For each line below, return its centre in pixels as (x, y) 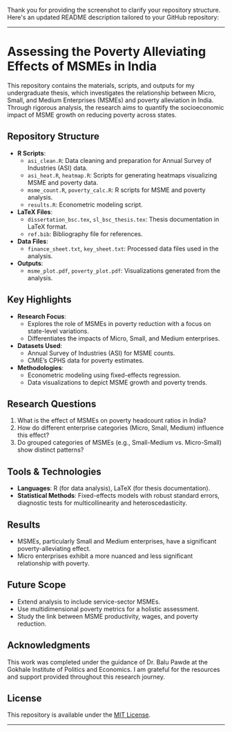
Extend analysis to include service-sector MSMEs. (89, 601)
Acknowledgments (49, 645)
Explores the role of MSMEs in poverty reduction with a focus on (119, 323)
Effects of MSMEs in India (82, 67)
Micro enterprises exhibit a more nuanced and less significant (105, 556)
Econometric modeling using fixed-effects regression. (104, 375)
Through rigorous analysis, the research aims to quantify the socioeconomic (116, 107)
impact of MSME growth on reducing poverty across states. (92, 115)
